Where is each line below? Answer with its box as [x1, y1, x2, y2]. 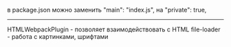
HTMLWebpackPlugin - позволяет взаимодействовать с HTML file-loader [7, 25, 221, 33]
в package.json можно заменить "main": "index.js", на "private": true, [7, 6, 207, 14]
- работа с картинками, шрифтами [7, 33, 109, 40]
